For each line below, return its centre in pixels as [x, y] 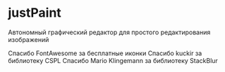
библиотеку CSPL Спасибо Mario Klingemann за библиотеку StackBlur [113, 60]
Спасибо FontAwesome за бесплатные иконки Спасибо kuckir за [105, 53]
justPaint [35, 13]
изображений [29, 39]
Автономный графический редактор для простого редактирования [109, 32]
